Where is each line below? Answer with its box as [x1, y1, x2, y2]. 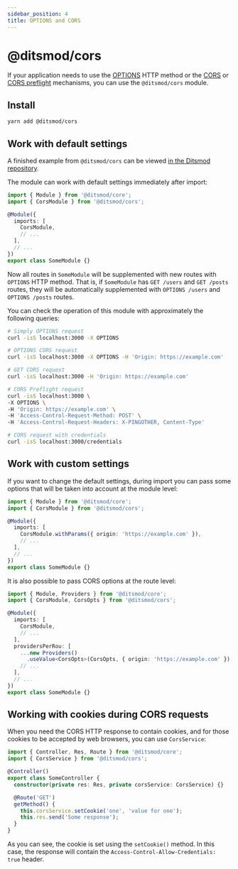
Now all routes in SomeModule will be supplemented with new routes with [7, 270, 217, 278]
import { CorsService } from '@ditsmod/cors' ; [7, 755, 148, 763]
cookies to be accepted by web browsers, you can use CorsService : [7, 735, 206, 743]
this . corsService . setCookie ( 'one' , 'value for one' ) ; [20, 807, 183, 814]
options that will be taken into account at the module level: [7, 484, 178, 493]
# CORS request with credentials [7, 432, 107, 439]
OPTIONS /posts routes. [7, 293, 75, 301]
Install [7, 99, 36, 111]
